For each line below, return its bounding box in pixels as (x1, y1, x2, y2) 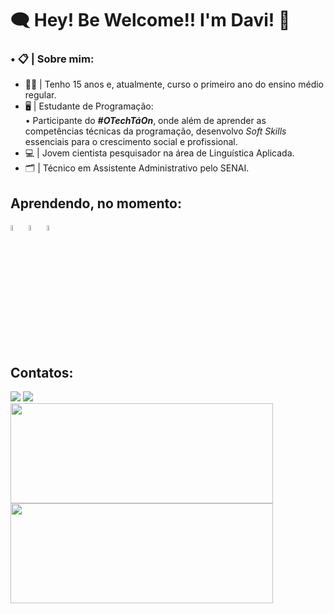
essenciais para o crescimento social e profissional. (24, 136, 238, 148)
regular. (24, 89, 57, 101)
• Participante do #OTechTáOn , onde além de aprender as (24, 115, 267, 127)
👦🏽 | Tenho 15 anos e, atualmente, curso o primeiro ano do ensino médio (24, 78, 324, 91)
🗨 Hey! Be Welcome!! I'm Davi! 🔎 (10, 9, 291, 32)
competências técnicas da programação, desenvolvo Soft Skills (24, 125, 287, 137)
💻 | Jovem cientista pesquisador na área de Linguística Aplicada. (24, 147, 295, 159)
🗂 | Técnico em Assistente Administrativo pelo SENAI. (24, 162, 250, 174)
